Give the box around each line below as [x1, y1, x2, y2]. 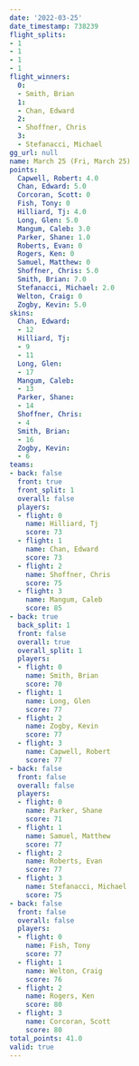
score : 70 [25, 680, 63, 689]
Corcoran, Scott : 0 [17, 191, 91, 200]
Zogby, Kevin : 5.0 [17, 300, 88, 309]
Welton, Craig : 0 [17, 291, 83, 300]
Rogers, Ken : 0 [17, 249, 75, 259]
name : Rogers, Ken [25, 992, 95, 1001]
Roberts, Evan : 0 [17, 241, 83, 250]
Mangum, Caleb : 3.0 [17, 224, 91, 233]
